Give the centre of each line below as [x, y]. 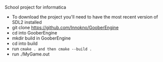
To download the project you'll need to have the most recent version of [85, 17]
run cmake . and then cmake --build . [52, 49]
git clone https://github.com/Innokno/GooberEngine [65, 27]
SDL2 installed [27, 22]
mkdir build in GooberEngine [41, 38]
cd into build [25, 43]
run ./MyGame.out [31, 54]
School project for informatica [35, 7]
